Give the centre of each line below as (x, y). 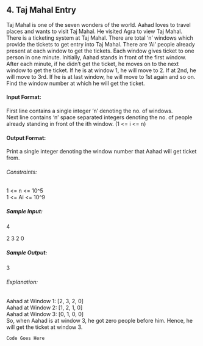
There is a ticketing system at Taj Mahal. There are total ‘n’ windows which (100, 38)
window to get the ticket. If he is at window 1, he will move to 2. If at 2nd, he (101, 70)
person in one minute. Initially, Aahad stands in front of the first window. (97, 57)
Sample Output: (27, 252)
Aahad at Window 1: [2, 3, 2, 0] (45, 301)
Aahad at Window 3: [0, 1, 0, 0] (45, 314)
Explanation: (22, 282)
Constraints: (22, 172)
